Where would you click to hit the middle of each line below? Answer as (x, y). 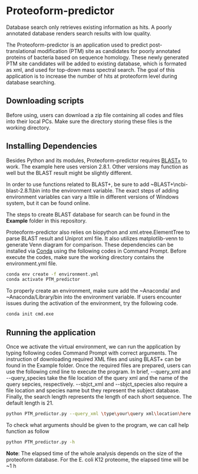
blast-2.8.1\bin (23, 190)
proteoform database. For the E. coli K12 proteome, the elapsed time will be (98, 459)
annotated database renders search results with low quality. (79, 33)
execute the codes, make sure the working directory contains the (85, 257)
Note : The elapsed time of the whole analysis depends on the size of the (94, 453)
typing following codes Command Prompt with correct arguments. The (92, 353)
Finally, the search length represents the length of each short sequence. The (99, 397)
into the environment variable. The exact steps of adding (110, 190)
